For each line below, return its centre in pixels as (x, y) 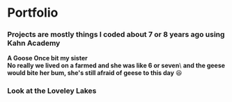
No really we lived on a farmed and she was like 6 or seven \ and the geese (116, 66)
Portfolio (33, 13)
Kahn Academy (34, 43)
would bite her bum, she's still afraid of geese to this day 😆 (95, 73)
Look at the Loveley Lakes (52, 91)
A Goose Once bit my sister (48, 58)
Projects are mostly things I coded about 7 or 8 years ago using (116, 35)
